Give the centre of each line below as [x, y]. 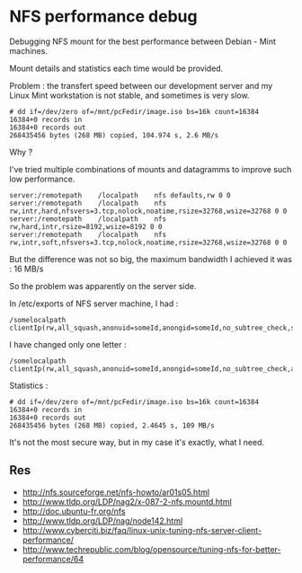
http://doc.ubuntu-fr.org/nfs [74, 511]
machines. [28, 50]
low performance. [42, 179]
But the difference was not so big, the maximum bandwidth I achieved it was [151, 259]
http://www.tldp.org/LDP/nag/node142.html [102, 520]
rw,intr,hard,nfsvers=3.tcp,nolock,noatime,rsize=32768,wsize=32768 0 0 [148, 211]
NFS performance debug [103, 17]
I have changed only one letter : [68, 344]
